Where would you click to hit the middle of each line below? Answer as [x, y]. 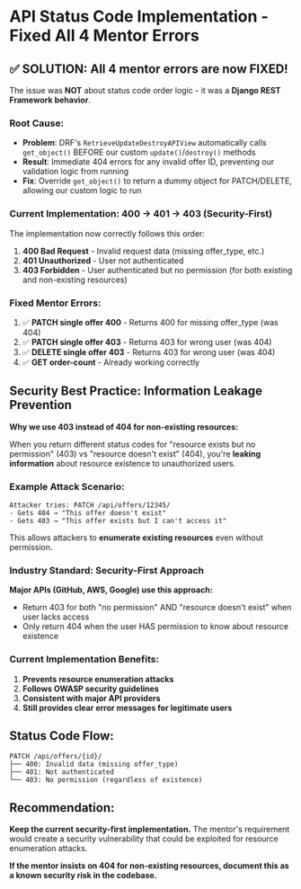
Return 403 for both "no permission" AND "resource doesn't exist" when [157, 608]
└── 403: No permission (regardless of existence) [106, 780]
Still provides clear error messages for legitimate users [127, 707]
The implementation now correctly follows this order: [107, 233]
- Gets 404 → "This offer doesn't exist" [88, 513]
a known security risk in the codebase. [83, 876]
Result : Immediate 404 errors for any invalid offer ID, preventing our [148, 162]
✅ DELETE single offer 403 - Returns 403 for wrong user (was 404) [149, 351]
